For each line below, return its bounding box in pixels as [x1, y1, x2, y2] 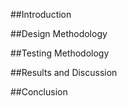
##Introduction [10, 9, 72, 20]
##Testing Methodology [10, 47, 110, 59]
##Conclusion [10, 86, 68, 98]
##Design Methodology [10, 28, 108, 39]
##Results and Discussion [10, 67, 118, 78]
